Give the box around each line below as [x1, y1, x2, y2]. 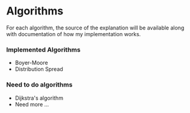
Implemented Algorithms [6, 45, 81, 53]
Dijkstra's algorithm [14, 94, 64, 102]
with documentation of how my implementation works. [6, 30, 141, 37]
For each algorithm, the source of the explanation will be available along [6, 24, 185, 31]
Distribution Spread [14, 66, 63, 73]
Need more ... [14, 100, 49, 108]
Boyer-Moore [14, 59, 48, 67]
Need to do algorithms [6, 81, 73, 89]
